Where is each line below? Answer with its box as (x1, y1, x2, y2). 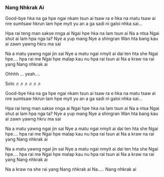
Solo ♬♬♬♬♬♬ (5, 80, 42, 86)
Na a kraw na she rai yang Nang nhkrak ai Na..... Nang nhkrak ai (5, 166, 137, 172)
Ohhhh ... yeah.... (5, 71, 40, 77)
